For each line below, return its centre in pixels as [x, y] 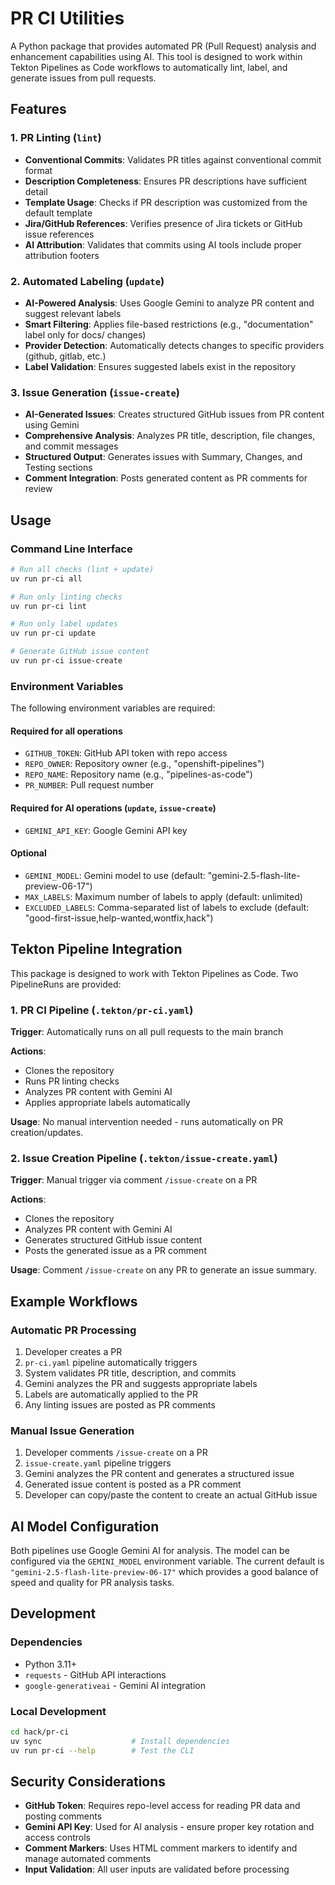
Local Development [58, 1711]
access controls [57, 1838]
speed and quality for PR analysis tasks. [92, 1583]
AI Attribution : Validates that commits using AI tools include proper [163, 244]
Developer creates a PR [73, 1351]
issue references [59, 234]
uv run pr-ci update [53, 633]
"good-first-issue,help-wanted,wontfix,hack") [119, 918]
